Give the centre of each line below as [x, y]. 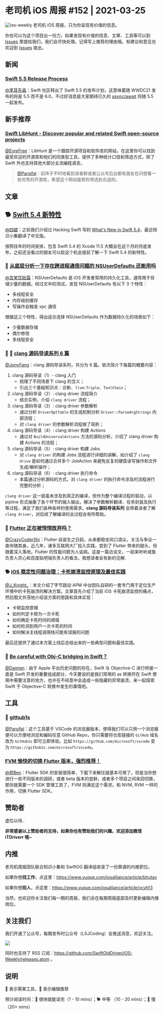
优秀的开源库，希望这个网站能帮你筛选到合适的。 [71, 180]
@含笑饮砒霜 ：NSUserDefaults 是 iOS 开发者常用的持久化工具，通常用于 [78, 277]
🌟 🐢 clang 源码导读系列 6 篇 [37, 353]
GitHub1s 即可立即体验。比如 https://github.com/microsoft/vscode [82, 741]
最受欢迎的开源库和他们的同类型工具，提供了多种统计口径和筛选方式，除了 [80, 157]
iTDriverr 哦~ [19, 837]
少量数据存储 [25, 327]
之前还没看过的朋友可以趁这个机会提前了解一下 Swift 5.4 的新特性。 [81, 252]
